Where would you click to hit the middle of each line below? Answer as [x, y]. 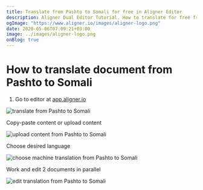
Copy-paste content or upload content [54, 122]
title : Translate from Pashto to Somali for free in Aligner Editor [94, 12]
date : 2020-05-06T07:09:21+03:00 [48, 29]
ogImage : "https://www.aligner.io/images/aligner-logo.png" [84, 23]
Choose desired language [38, 146]
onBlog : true [23, 40]
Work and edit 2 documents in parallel [53, 169]
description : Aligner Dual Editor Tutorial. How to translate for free [98, 17]
